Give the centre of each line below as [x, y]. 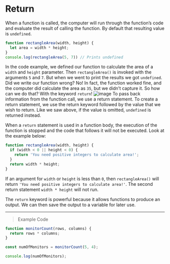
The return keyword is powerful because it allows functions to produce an [83, 199]
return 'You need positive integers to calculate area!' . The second [79, 184]
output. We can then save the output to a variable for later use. [70, 205]
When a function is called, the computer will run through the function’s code [84, 23]
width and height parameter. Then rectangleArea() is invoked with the [78, 72]
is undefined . [18, 34]
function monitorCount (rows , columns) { [49, 228]
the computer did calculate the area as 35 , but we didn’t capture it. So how [83, 88]
